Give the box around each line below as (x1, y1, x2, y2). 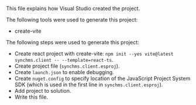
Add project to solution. (14, 87, 71, 94)
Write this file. (14, 93, 49, 100)
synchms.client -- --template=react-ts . (14, 57, 114, 63)
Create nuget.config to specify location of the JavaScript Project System (14, 75, 191, 82)
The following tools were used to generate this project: (6, 16, 138, 23)
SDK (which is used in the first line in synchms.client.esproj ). (14, 81, 163, 88)
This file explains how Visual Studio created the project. (6, 5, 140, 12)
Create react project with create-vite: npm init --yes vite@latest (14, 50, 174, 57)
